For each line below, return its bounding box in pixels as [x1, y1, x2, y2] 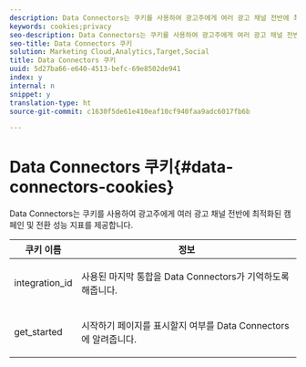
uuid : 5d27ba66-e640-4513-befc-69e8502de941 [9, 65, 181, 74]
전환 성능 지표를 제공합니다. [36, 220, 134, 231]
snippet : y [9, 89, 51, 99]
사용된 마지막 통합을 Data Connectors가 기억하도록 [81, 270, 290, 283]
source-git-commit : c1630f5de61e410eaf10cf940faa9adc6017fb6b [9, 107, 250, 116]
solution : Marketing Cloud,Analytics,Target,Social [9, 47, 209, 57]
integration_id [14, 277, 73, 289]
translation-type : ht [9, 98, 92, 108]
